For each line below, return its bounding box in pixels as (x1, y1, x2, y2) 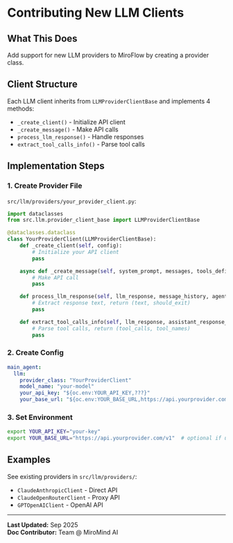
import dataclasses (7, 210, 64, 217)
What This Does (7, 33, 78, 44)
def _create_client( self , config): (19, 242, 123, 249)
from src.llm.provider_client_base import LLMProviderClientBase (7, 217, 200, 224)
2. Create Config (7, 348, 64, 357)
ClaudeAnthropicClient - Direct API (17, 485, 118, 494)
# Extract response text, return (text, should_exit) (32, 300, 191, 307)
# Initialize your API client (32, 248, 119, 255)
